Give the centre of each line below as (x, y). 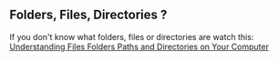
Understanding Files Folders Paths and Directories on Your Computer (139, 46)
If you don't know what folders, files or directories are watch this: (132, 36)
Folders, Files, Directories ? (88, 15)
